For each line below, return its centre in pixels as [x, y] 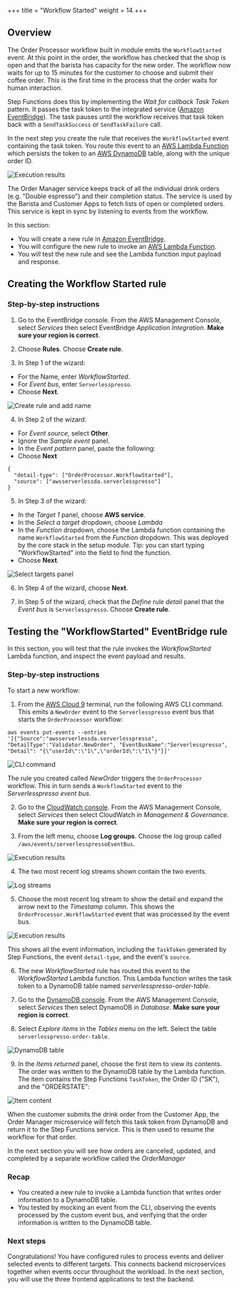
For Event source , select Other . [64, 433]
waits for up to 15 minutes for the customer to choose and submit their [111, 72]
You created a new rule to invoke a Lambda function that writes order [119, 1192]
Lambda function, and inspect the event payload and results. [97, 656]
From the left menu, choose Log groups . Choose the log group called [119, 836]
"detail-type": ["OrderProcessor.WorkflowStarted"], [94, 475]
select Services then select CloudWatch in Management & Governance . [123, 814]
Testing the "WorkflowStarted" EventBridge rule [118, 631]
